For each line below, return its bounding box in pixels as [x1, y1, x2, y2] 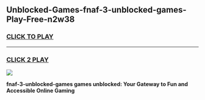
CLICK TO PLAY [6, 33, 54, 41]
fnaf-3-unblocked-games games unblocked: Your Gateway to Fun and [6, 80, 188, 87]
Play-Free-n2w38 [6, 15, 75, 25]
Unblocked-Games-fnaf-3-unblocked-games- [6, 5, 187, 15]
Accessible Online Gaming [6, 87, 75, 94]
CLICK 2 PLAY [6, 55, 49, 64]
